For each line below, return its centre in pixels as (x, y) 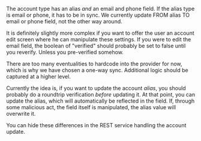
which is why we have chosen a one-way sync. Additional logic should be (97, 70)
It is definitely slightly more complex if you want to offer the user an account (100, 33)
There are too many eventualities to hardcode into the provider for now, (94, 64)
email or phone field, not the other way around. (64, 21)
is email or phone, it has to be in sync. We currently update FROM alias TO (98, 15)
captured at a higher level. (38, 76)
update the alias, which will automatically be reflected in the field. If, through (100, 101)
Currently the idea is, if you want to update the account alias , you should (96, 88)
